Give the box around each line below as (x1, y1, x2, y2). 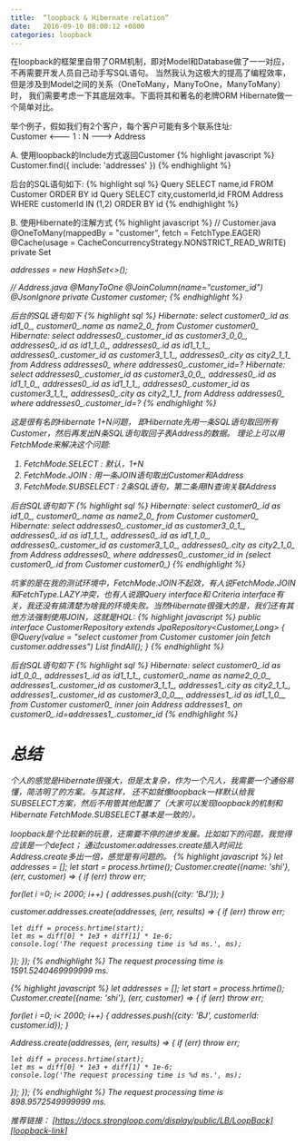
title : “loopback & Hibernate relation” (10, 13, 170, 23)
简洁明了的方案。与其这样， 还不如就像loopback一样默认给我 (25, 786, 255, 797)
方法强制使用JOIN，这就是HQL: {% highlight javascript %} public (17, 612, 261, 623)
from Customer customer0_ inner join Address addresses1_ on (10, 699, 243, 710)
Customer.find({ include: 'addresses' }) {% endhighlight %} (10, 160, 231, 171)
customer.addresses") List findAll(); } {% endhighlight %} (10, 641, 225, 652)
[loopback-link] (10, 1125, 68, 1136)
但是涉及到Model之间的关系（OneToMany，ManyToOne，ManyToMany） (10, 79, 286, 90)
